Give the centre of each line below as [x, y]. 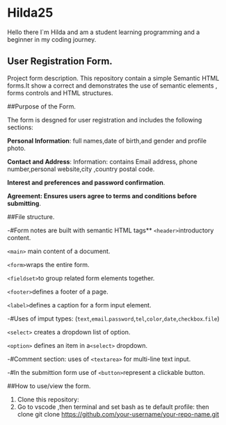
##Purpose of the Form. [42, 106]
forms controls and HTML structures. [60, 93]
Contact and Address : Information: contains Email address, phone [103, 161]
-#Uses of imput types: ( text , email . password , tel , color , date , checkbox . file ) [114, 319]
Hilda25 [30, 13]
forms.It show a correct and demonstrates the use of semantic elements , [112, 86]
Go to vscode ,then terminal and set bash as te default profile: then [113, 407]
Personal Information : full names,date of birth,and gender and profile [107, 141]
